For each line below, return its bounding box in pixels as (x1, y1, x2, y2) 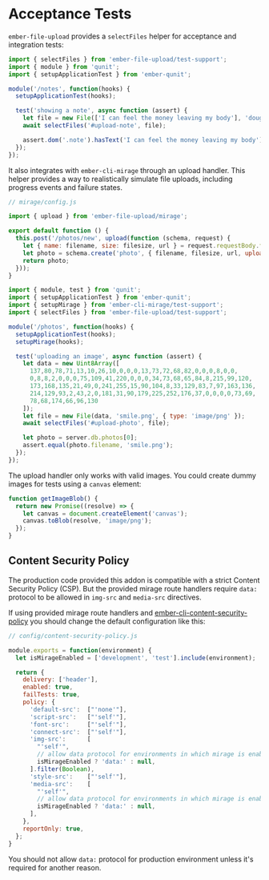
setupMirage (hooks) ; (15, 337, 84, 345)
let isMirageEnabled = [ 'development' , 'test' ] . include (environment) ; (15, 654, 256, 662)
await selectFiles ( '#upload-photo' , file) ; (22, 419, 171, 427)
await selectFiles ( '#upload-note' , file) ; (22, 122, 167, 130)
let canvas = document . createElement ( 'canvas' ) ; (22, 510, 188, 518)
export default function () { (8, 227, 110, 235)
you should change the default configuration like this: (30, 616, 206, 626)
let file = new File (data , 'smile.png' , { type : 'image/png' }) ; (22, 412, 246, 420)
